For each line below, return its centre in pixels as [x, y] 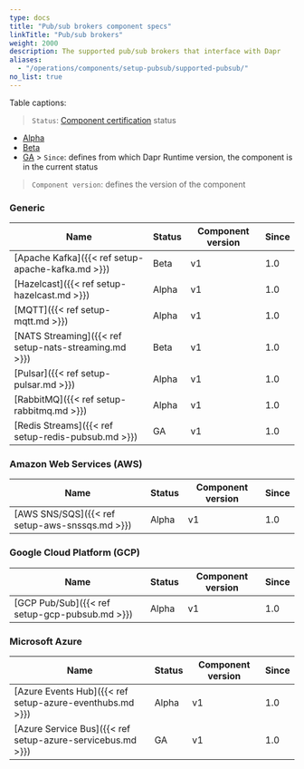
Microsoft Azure [46, 641]
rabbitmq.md [41, 411]
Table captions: [38, 102]
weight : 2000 [34, 43]
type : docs [30, 18]
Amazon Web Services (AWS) [76, 463]
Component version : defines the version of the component [138, 184]
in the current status [60, 166]
